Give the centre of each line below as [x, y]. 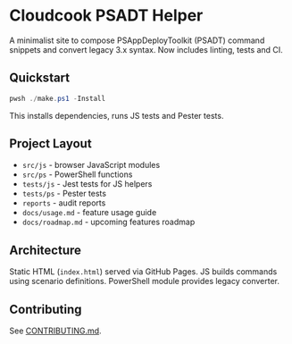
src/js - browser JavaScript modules [91, 165]
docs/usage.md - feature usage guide [89, 213]
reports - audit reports [64, 203]
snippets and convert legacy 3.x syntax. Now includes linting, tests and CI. [146, 49]
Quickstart [40, 78]
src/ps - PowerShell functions [77, 174]
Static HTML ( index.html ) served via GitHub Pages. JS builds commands [143, 272]
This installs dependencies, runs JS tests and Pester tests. [117, 115]
